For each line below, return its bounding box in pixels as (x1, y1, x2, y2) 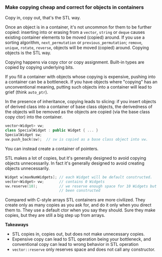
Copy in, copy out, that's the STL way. (5, 15, 81, 21)
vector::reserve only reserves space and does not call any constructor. (12, 246, 156, 253)
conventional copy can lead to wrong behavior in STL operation (12, 242, 139, 247)
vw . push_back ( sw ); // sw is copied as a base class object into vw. (5, 137, 148, 142)
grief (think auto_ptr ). (5, 89, 48, 95)
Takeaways (5, 222, 29, 227)
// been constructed (59, 188, 101, 193)
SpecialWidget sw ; (5, 133, 42, 137)
